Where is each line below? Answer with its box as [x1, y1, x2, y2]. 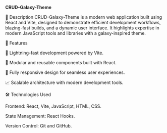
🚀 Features [5, 40, 28, 46]
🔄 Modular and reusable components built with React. [5, 60, 117, 65]
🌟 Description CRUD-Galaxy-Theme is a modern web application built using [5, 14, 162, 20]
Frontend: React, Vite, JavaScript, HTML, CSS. [5, 103, 102, 109]
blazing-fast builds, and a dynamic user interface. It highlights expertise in [5, 25, 160, 31]
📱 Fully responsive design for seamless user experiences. [5, 69, 125, 75]
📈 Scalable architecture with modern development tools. [5, 79, 124, 85]
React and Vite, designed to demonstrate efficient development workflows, [5, 20, 161, 25]
